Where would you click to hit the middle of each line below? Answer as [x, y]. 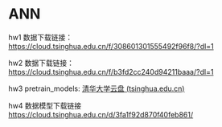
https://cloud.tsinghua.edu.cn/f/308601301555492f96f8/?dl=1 [111, 46]
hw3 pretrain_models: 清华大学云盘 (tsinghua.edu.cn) [97, 88]
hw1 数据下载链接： [41, 37]
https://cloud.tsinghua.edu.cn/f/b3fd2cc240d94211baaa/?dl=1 [111, 72]
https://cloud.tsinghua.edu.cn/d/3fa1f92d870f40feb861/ [101, 114]
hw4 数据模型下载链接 [45, 105]
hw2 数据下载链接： [41, 63]
